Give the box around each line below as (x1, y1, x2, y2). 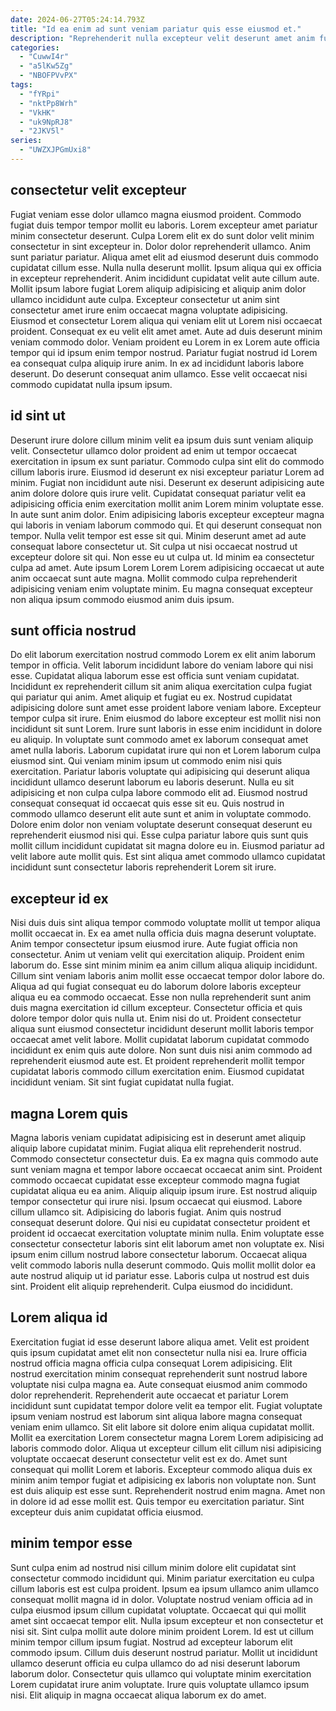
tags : (10, 80, 33, 90)
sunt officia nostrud (10, 622, 137, 639)
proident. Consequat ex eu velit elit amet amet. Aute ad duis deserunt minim (10, 325, 323, 337)
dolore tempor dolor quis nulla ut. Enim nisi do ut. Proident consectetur (10, 1012, 302, 1025)
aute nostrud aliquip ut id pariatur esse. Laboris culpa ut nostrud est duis (10, 1269, 310, 1281)
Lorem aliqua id (10, 1309, 108, 1326)
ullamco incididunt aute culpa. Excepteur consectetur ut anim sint (10, 293, 280, 305)
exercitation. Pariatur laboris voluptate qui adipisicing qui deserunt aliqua (10, 766, 311, 778)
